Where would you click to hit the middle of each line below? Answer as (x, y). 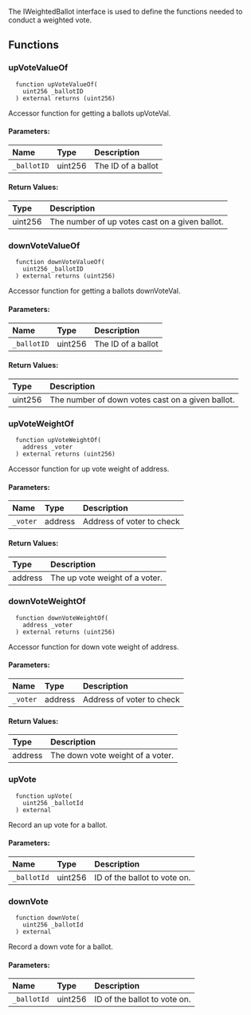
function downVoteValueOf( (60, 263)
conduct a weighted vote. (50, 20)
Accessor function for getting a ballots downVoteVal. (94, 291)
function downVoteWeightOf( (62, 618)
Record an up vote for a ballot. (58, 824)
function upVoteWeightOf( (59, 440)
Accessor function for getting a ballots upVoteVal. (90, 113)
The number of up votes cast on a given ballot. (137, 222)
